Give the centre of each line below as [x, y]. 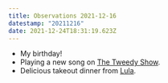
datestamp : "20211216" [46, 23]
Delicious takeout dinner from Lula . [78, 71]
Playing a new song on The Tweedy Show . [90, 62]
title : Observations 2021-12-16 [62, 16]
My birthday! [41, 54]
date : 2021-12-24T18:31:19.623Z [62, 31]
